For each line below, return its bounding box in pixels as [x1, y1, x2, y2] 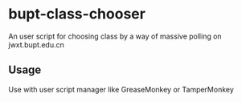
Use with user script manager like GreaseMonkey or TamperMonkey [8, 84, 235, 94]
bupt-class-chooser [8, 5, 146, 23]
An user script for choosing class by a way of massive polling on [8, 31, 223, 41]
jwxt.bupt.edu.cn [8, 39, 64, 49]
